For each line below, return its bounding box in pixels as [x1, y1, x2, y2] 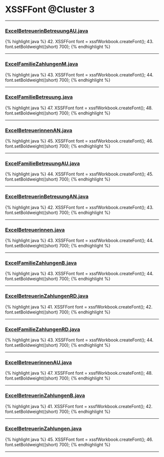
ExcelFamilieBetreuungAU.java [5, 160, 80, 167]
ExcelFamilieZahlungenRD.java [5, 326, 81, 333]
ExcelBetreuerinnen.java [5, 226, 65, 233]
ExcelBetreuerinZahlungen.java [5, 425, 82, 432]
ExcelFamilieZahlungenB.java [5, 259, 77, 266]
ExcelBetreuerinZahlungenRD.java [5, 293, 89, 300]
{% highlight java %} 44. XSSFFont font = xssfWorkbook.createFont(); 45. [5, 171, 154, 177]
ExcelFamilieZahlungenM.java [5, 61, 78, 68]
